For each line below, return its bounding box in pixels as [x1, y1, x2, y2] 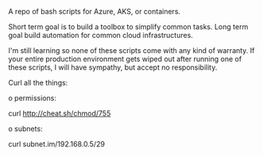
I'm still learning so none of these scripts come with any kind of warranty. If [8, 46, 255, 55]
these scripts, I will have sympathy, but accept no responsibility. [8, 63, 218, 72]
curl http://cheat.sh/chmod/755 [8, 108, 111, 118]
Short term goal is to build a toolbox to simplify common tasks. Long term [8, 22, 249, 31]
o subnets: [8, 124, 43, 133]
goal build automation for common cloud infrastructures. [8, 31, 193, 40]
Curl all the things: [8, 78, 68, 87]
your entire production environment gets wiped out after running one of [8, 55, 242, 63]
